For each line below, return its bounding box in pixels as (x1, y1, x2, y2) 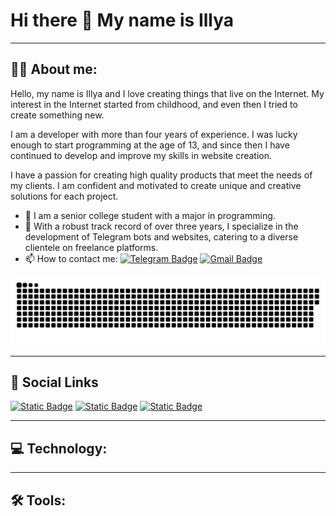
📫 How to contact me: (24, 252, 118, 264)
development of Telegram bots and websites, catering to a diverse (24, 230, 299, 243)
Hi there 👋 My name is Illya (10, 9, 235, 32)
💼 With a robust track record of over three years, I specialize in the (24, 220, 299, 232)
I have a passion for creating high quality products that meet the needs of (10, 169, 313, 181)
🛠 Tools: (10, 492, 67, 509)
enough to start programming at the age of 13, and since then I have (10, 139, 290, 151)
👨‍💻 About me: (10, 61, 98, 78)
